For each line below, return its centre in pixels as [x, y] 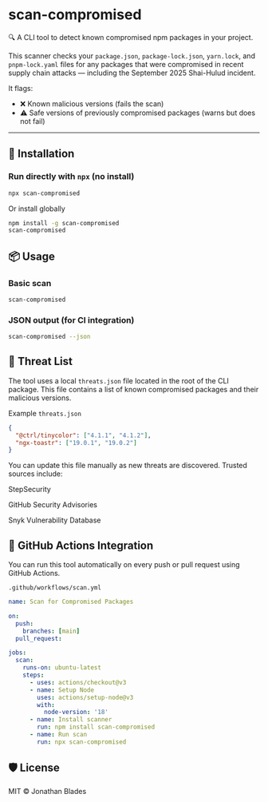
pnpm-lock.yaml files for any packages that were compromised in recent [126, 64]
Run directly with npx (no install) [71, 177]
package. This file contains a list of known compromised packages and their [134, 389]
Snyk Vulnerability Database [55, 520]
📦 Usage [32, 256]
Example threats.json [45, 413]
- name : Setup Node [61, 690]
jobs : [17, 653]
